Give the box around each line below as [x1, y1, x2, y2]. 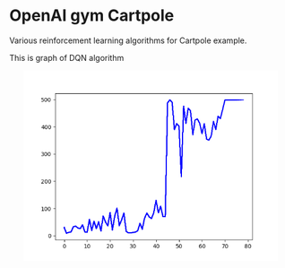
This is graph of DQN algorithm [9, 52, 125, 63]
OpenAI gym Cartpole [9, 5, 175, 26]
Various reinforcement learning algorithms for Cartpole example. [9, 35, 247, 46]
